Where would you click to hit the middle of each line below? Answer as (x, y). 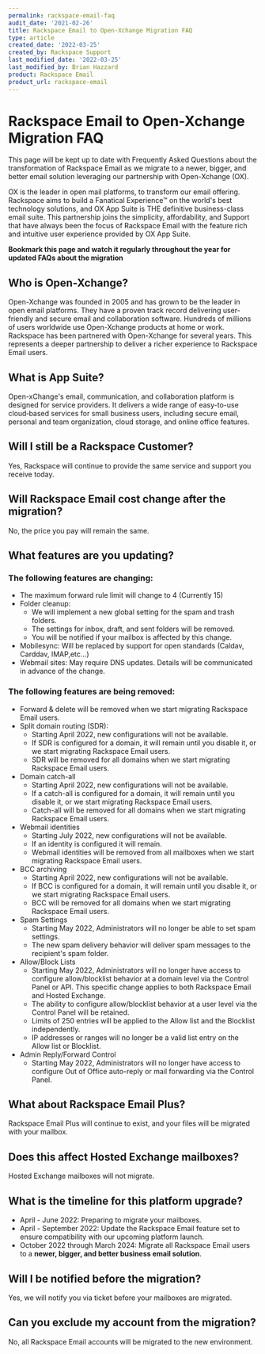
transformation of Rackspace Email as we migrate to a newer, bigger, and (127, 168)
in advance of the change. (62, 671)
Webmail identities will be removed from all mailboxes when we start (143, 852)
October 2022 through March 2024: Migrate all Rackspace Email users (135, 1245)
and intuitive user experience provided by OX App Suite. (100, 234)
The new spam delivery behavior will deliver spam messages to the (141, 945)
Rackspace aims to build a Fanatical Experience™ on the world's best (120, 201)
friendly (21, 319)
